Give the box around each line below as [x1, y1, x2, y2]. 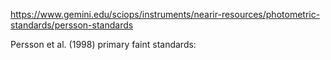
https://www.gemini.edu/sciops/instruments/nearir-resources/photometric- [10, 9, 321, 20]
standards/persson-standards [10, 19, 134, 31]
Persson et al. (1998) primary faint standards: [10, 39, 197, 50]
